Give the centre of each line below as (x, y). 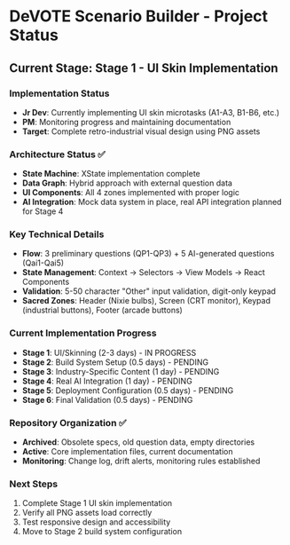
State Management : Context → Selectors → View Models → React (144, 272)
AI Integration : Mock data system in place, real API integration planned (152, 202)
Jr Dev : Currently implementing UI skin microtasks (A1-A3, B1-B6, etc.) (151, 112)
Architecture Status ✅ (58, 154)
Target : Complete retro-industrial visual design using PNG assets (141, 131)
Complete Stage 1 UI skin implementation (97, 503)
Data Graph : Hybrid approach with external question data (127, 183)
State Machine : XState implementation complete (111, 174)
